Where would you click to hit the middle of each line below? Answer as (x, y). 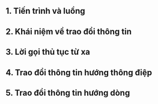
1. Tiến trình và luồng (45, 11)
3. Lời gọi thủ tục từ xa (48, 52)
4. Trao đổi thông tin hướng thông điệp (79, 72)
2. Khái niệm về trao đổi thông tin (68, 32)
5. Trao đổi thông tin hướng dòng (68, 93)
